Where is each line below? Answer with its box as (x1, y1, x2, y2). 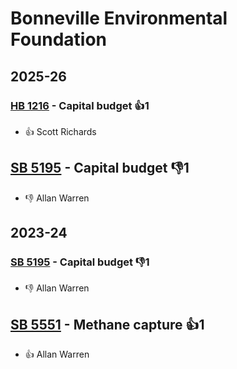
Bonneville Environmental (10, 7, 228, 30)
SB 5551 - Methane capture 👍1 (10, 316, 205, 333)
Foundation (10, 28, 108, 51)
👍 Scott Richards (24, 125, 97, 137)
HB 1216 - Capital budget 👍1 (10, 98, 150, 112)
